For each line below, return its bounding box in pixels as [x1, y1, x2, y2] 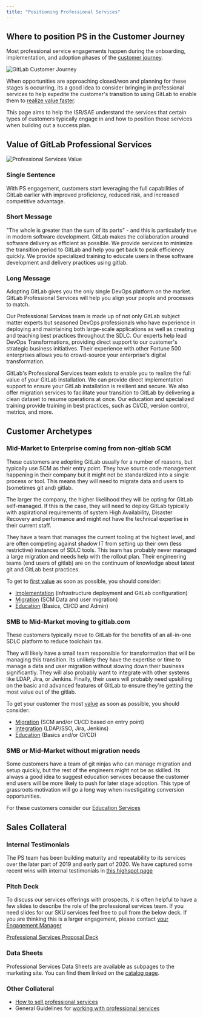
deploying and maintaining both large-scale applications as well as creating [6, 326, 195, 333]
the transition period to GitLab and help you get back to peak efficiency [6, 246, 184, 253]
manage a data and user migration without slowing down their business [6, 663, 185, 670]
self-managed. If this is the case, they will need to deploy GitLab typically [6, 502, 190, 509]
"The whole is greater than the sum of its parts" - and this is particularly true [6, 226, 197, 234]
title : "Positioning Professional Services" [6, 9, 121, 15]
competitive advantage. [6, 197, 65, 204]
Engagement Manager [6, 922, 62, 929]
